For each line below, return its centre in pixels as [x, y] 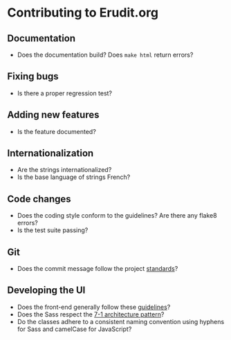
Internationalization [50, 153]
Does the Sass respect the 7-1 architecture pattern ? [91, 314]
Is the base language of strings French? [74, 177]
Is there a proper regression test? [65, 93]
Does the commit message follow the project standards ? [98, 269]
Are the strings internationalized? [64, 170]
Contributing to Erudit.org [83, 13]
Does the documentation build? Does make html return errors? [105, 55]
